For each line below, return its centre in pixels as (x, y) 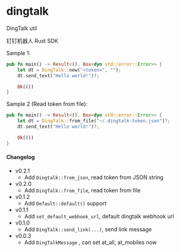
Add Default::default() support (65, 203)
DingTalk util (22, 28)
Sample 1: (18, 53)
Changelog (21, 157)
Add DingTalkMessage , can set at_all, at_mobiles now (91, 242)
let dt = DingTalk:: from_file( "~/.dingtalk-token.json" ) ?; (94, 121)
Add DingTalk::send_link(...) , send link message (88, 229)
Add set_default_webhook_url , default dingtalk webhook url (99, 216)
